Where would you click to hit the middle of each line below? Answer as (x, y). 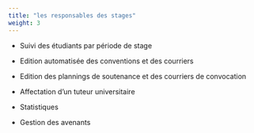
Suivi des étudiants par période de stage (86, 45)
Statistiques (39, 107)
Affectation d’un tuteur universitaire (78, 91)
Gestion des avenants (55, 122)
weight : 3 (25, 23)
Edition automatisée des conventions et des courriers (106, 61)
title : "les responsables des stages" (72, 15)
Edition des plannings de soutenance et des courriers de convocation (133, 76)
